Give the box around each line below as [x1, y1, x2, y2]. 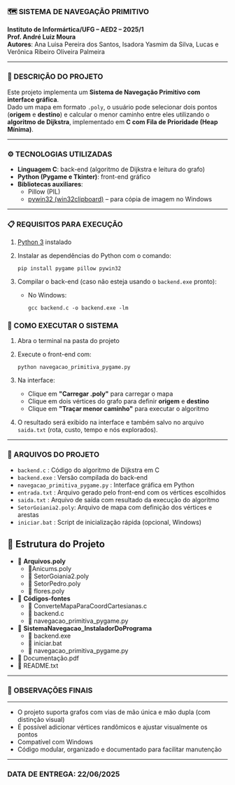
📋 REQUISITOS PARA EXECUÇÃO [7, 219, 124, 229]
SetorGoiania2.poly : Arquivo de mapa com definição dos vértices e [17, 503, 212, 511]
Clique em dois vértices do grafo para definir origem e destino [27, 397, 210, 405]
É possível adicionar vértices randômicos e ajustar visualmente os [17, 723, 208, 731]
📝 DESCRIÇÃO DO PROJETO [7, 72, 104, 81]
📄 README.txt [17, 661, 59, 669]
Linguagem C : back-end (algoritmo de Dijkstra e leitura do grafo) [17, 165, 205, 173]
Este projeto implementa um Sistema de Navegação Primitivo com [7, 88, 201, 96]
